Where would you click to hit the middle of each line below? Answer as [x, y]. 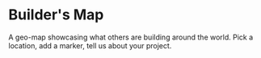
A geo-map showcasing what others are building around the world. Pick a [131, 37]
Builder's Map [56, 15]
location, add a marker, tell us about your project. [90, 45]
